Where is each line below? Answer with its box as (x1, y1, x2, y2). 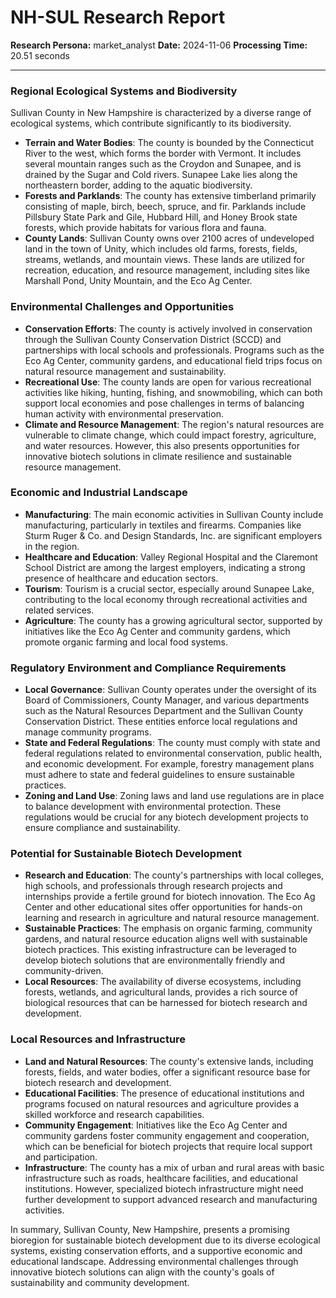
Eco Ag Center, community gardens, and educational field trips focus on (24, 354, 323, 366)
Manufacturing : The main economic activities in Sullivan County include (24, 508, 324, 520)
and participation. (24, 1151, 98, 1163)
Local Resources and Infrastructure (10, 1032, 187, 1046)
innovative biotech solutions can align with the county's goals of (10, 1266, 275, 1278)
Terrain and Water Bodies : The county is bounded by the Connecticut (24, 137, 315, 149)
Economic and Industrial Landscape (10, 486, 188, 500)
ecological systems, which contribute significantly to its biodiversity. (10, 117, 292, 130)
